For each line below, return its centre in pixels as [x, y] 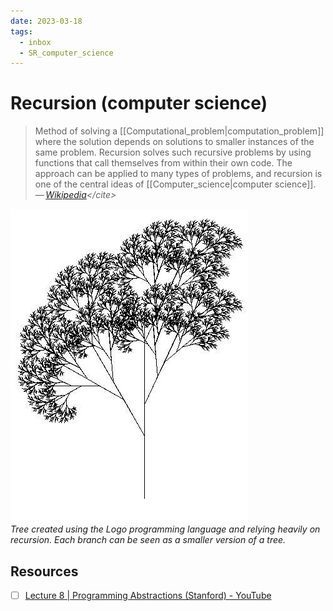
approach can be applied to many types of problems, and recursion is [178, 174]
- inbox [35, 42]
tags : [21, 31]
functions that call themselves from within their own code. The [163, 163]
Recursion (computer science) [139, 103]
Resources [44, 571]
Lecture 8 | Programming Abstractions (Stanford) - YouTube [148, 595]
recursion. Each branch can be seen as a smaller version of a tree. [148, 540]
